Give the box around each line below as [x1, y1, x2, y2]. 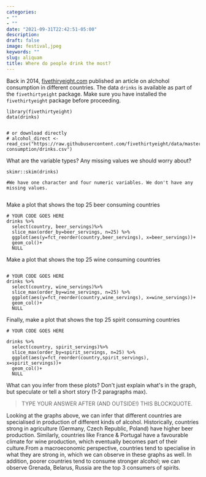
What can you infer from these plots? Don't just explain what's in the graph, [6, 381, 197, 389]
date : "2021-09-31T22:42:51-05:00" [6, 26, 97, 32]
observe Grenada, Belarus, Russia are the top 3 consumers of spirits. [6, 464, 181, 471]
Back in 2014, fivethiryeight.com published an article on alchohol [6, 77, 170, 85]
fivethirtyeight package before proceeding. [6, 96, 121, 104]
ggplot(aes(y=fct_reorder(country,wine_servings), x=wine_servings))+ [12, 294, 196, 300]
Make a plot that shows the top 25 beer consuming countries [6, 200, 161, 208]
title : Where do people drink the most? [6, 60, 112, 66]
